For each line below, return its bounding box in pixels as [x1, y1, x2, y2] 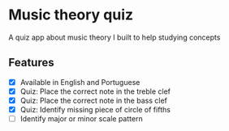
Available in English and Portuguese [19, 77, 140, 87]
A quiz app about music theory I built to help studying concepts [8, 32, 221, 42]
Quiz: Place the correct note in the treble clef [19, 87, 171, 96]
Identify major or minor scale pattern [19, 114, 144, 123]
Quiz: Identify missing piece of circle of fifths [19, 104, 171, 114]
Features [8, 56, 54, 70]
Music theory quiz [8, 6, 134, 24]
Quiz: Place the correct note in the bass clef [19, 95, 168, 105]
